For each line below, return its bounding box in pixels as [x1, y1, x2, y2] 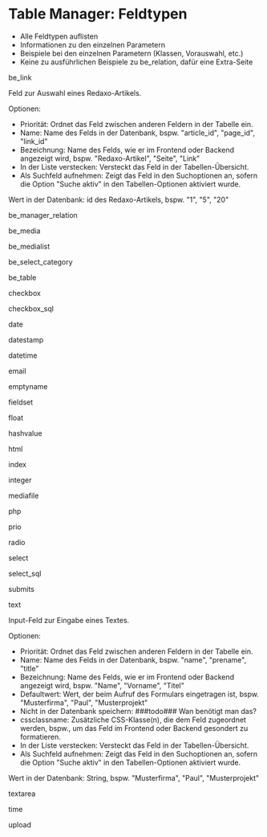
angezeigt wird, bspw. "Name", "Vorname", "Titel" [19, 680, 184, 690]
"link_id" [19, 136, 48, 146]
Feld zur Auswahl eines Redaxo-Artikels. [8, 88, 142, 97]
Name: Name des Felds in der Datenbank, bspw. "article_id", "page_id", [19, 128, 255, 137]
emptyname [8, 381, 48, 391]
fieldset [8, 397, 34, 407]
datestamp [8, 334, 44, 344]
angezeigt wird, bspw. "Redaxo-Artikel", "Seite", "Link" [19, 154, 200, 163]
